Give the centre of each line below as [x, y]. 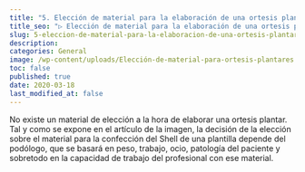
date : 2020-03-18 [42, 85]
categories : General [49, 52]
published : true [40, 77]
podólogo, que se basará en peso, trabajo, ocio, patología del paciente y [145, 148]
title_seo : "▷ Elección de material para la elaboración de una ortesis [150, 26]
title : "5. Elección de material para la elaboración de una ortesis [144, 18]
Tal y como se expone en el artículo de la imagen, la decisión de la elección [151, 129]
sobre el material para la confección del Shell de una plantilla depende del [148, 139]
